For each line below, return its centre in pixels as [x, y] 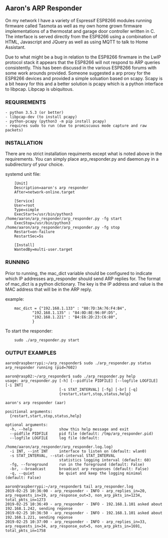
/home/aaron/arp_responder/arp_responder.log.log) [59, 447]
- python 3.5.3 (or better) [35, 113]
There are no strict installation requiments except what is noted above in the [84, 154]
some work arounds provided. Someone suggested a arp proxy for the [78, 73]
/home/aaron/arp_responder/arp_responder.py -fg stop [63, 228]
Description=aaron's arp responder [51, 188]
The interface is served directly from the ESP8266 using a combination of [81, 36]
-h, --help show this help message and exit [69, 429]
